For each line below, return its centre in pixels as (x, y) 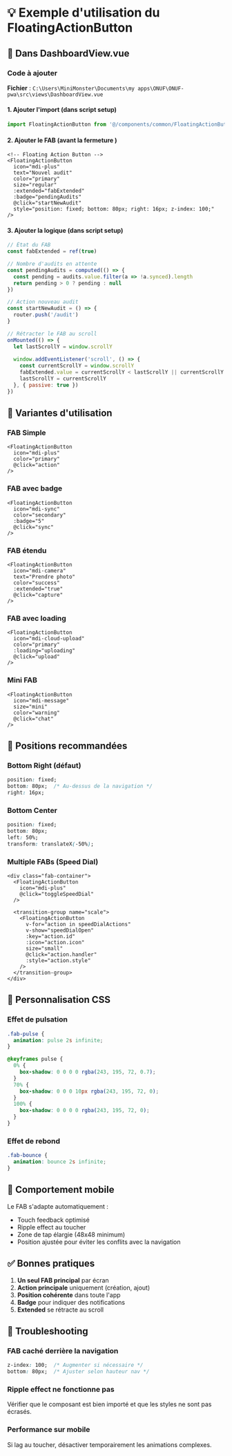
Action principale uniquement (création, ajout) (84, 1287)
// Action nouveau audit (43, 302)
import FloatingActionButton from (57, 125)
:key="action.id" (50, 937)
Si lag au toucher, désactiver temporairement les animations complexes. (109, 1444)
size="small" (44, 949)
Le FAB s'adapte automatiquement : (58, 1206)
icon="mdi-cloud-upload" (49, 639)
